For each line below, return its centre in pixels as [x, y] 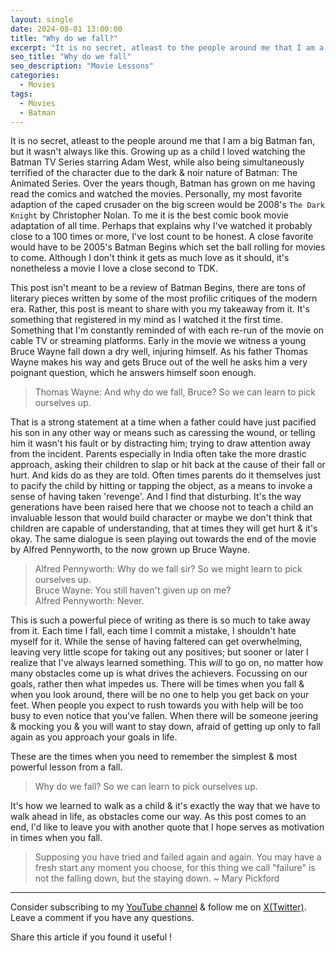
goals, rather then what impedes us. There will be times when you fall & [157, 684]
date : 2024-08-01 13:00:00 [66, 29]
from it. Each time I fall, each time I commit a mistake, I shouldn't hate [153, 631]
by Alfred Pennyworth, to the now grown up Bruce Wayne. [130, 550]
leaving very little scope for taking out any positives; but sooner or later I [159, 652]
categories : [35, 76]
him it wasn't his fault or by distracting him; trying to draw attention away [161, 443]
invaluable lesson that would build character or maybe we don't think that [161, 518]
